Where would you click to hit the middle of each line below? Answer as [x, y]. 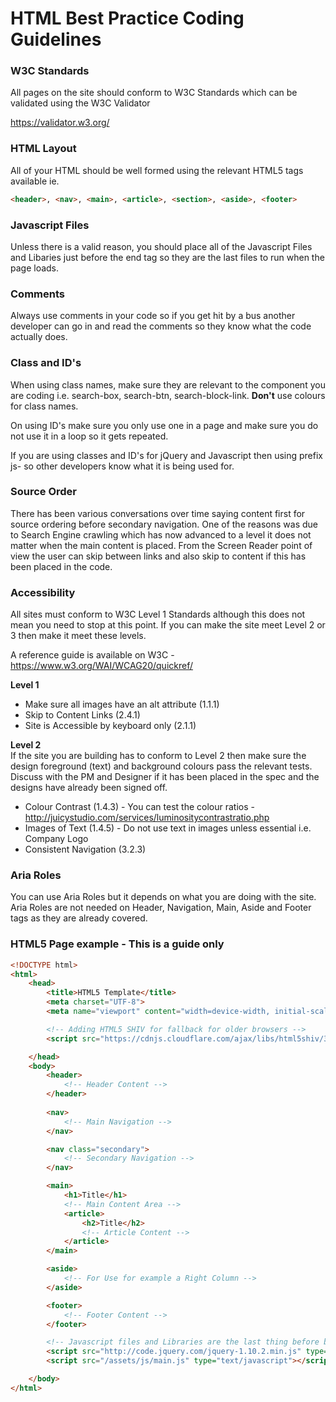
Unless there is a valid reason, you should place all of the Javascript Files [161, 246]
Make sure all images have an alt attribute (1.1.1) [122, 704]
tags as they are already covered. [79, 918]
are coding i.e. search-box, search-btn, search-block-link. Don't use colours [168, 395]
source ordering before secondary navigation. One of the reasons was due [164, 524]
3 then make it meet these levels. [78, 636]
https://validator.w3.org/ [60, 123]
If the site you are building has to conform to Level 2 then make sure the [158, 756]
